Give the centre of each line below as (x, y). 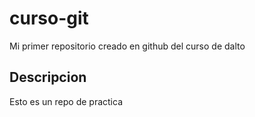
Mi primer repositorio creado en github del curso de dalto (127, 46)
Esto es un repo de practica (66, 101)
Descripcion (48, 77)
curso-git (49, 18)
